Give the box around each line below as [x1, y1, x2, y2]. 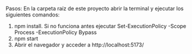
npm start [14, 35, 38, 42]
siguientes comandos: [5, 11, 60, 18]
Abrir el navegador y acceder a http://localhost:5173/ [14, 41, 144, 48]
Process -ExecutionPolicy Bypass [14, 29, 97, 36]
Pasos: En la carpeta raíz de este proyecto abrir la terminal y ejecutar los [5, 5, 184, 12]
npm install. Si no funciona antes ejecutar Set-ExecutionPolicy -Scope [14, 23, 187, 29]
